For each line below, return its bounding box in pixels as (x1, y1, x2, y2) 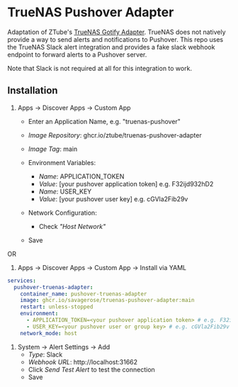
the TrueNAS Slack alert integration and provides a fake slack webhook (7, 43, 215, 51)
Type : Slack (28, 350, 63, 359)
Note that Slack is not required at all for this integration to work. (7, 64, 193, 72)
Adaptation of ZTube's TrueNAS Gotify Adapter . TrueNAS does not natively (7, 28, 226, 36)
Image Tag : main (28, 145, 78, 153)
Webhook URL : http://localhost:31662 (28, 357, 138, 366)
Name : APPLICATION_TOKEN (38, 172, 125, 181)
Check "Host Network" (38, 222, 106, 230)
